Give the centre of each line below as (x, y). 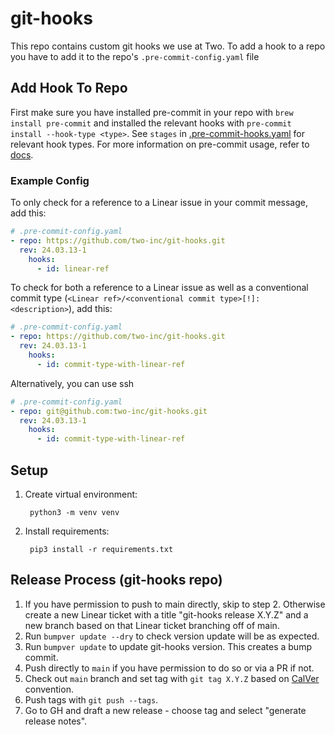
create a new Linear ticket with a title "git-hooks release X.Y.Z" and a (166, 614)
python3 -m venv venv (74, 512)
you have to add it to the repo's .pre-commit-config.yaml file (135, 56)
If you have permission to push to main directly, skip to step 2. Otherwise (175, 604)
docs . (22, 154)
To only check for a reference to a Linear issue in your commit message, (159, 203)
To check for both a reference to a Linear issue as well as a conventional (159, 288)
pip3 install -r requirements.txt (101, 549)
